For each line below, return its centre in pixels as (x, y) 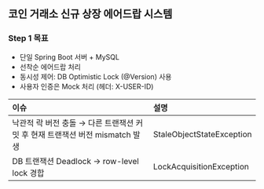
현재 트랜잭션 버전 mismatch (81, 134)
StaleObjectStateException (202, 134)
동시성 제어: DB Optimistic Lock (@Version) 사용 (95, 76)
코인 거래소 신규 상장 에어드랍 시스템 (90, 14)
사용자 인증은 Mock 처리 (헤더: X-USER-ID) (86, 86)
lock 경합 (28, 173)
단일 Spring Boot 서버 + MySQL (70, 56)
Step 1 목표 (28, 38)
